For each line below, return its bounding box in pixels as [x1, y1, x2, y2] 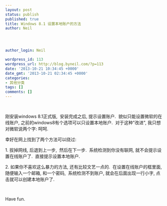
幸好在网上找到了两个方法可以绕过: [5, 137, 77, 142]
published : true [5, 16, 39, 21]
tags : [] [5, 85, 23, 90]
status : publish [5, 12, 39, 17]
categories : [5, 75, 30, 80]
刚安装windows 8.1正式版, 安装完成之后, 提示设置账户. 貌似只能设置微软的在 [5, 113, 163, 119]
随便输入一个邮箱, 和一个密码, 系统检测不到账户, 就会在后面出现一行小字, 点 [5, 170, 161, 176]
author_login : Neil [5, 48, 46, 53]
